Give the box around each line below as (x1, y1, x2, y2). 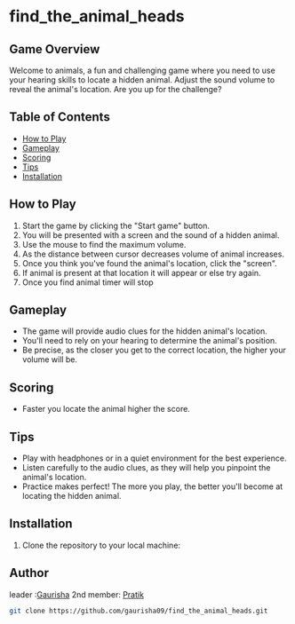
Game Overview (9, 42, 100, 57)
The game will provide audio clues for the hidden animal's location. (21, 326, 268, 336)
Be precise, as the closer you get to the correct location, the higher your (21, 344, 287, 356)
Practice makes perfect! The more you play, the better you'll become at (21, 481, 283, 492)
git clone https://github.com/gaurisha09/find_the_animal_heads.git (9, 606, 268, 615)
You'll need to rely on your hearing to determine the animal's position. (21, 336, 277, 346)
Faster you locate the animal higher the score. (21, 404, 191, 415)
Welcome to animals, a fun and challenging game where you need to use (9, 65, 275, 75)
